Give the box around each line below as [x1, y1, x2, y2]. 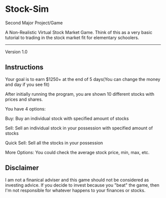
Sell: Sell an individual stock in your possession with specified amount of [5, 125, 153, 131]
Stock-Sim [5, 3, 49, 15]
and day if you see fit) [5, 81, 50, 87]
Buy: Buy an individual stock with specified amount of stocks [5, 115, 129, 121]
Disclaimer [5, 164, 39, 172]
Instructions [5, 63, 43, 72]
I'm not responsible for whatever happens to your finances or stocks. [5, 187, 146, 193]
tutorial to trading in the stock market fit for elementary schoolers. [5, 35, 139, 40]
